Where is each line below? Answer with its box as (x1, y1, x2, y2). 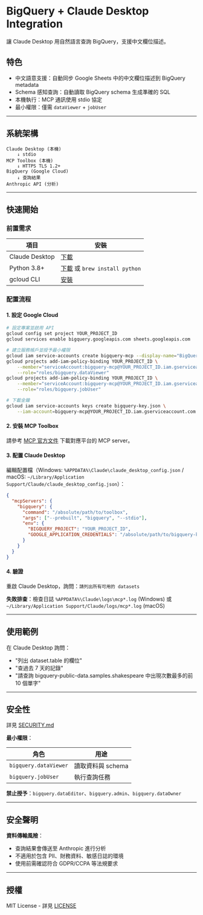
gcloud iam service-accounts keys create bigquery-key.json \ (6, 403, 166, 409)
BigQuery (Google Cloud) (6, 168, 69, 174)
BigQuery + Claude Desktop (6, 4, 149, 18)
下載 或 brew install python (60, 264, 141, 273)
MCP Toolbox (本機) (6, 158, 54, 164)
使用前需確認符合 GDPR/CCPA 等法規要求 (14, 860, 118, 867)
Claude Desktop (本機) (6, 146, 62, 152)
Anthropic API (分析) (6, 181, 59, 187)
